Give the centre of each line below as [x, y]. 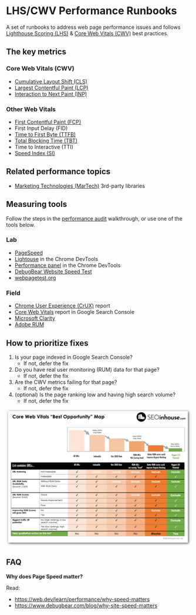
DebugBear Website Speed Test [53, 271]
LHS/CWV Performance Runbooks [92, 11]
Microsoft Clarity [35, 318]
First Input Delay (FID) [41, 128]
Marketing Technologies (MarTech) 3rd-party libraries [80, 186]
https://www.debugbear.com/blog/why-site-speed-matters [86, 605]
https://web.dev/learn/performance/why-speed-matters [82, 599]
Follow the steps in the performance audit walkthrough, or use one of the [94, 218]
